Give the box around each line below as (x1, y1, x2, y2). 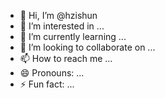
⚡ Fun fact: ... (19, 78, 75, 90)
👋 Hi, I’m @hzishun (19, 10, 98, 21)
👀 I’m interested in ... (19, 20, 105, 32)
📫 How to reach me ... (19, 53, 113, 64)
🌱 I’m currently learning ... (19, 31, 127, 42)
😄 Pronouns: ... (19, 67, 85, 79)
